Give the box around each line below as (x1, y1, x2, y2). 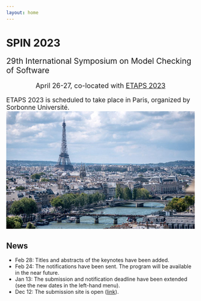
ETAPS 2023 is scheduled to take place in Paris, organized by (6, 96, 190, 105)
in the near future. (14, 269, 60, 277)
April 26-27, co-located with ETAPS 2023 (35, 81, 166, 90)
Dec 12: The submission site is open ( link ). (14, 288, 119, 296)
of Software (6, 65, 50, 75)
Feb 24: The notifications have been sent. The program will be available (14, 263, 191, 270)
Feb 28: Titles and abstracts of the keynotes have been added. (14, 257, 169, 264)
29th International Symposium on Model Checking (6, 56, 191, 66)
